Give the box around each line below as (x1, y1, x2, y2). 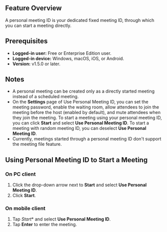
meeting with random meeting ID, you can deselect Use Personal (12, 125, 147, 131)
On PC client (5, 170, 36, 177)
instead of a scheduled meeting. (12, 94, 79, 100)
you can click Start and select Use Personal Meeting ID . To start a (12, 120, 150, 126)
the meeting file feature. (12, 141, 62, 147)
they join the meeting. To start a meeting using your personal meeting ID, (12, 115, 162, 121)
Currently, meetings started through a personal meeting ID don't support (12, 136, 162, 142)
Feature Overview (5, 4, 62, 12)
